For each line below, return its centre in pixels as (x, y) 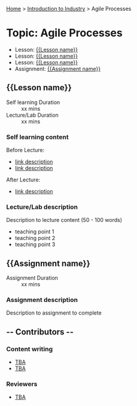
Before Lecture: (25, 150)
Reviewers (22, 384)
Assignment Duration (32, 278)
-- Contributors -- (40, 332)
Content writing (29, 349)
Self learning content (37, 137)
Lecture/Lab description (42, 207)
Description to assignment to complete (54, 313)
